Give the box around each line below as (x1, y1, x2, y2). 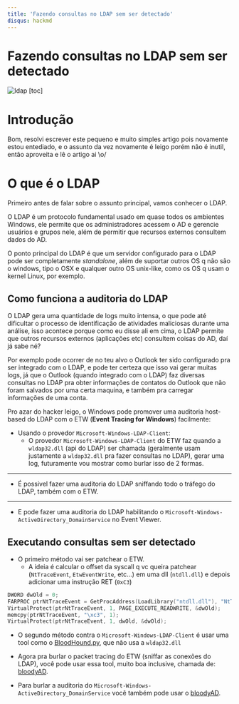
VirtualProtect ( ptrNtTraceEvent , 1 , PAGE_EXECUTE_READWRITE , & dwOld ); (7, 604, 221, 612)
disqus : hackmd (7, 17, 53, 24)
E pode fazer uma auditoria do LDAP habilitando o (17, 508, 164, 516)
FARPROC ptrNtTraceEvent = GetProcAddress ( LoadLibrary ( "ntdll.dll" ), (7, 598, 218, 605)
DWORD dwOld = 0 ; (7, 591, 59, 598)
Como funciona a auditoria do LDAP (7, 292, 169, 305)
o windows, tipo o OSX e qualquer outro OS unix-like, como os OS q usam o (7, 265, 230, 273)
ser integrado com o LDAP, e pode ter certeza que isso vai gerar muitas (7, 363, 217, 372)
